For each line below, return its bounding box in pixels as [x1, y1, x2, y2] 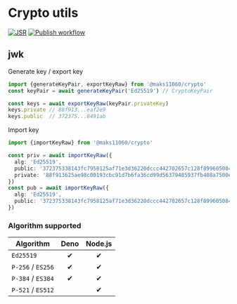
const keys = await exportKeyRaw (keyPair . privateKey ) [8, 100, 169, 107]
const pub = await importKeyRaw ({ [8, 185, 110, 192]
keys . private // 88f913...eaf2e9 [8, 107, 106, 114]
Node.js [86, 239, 113, 249]
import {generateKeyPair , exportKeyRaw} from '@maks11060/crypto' [8, 81, 207, 88]
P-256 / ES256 [11, 262, 55, 272]
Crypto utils [8, 5, 79, 21]
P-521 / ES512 [11, 285, 55, 295]
